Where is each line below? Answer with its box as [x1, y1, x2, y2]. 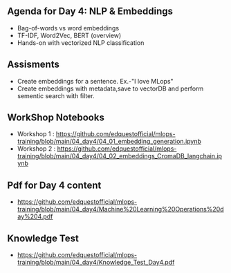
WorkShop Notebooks [7, 112, 105, 124]
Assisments [7, 59, 60, 70]
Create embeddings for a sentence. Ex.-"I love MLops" [17, 77, 174, 85]
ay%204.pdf [17, 212, 53, 220]
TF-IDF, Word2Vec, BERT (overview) [17, 31, 122, 39]
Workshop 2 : [17, 144, 56, 153]
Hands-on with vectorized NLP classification [17, 38, 145, 47]
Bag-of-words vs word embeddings [17, 23, 120, 32]
